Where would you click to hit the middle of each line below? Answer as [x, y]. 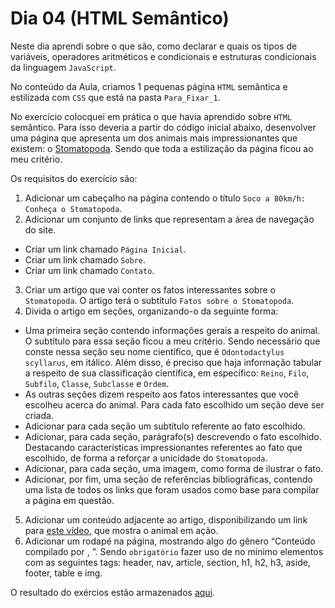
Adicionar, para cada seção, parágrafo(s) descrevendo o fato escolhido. [173, 436]
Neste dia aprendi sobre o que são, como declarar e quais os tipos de [154, 46]
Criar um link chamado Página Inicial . [105, 249]
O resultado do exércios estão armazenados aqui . [113, 592]
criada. [39, 415]
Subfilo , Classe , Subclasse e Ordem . [97, 383]
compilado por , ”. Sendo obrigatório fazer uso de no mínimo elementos [174, 551]
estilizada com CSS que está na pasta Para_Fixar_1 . [115, 97]
